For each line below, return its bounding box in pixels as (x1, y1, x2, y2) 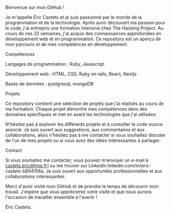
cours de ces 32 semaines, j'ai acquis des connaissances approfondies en (5, 31, 162, 36)
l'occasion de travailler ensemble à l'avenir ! (5, 194, 98, 200)
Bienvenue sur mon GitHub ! (5, 5, 65, 10)
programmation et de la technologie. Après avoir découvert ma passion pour (5, 20, 165, 25)
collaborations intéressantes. (5, 173, 66, 179)
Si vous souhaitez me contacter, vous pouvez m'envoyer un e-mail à (5, 157, 149, 163)
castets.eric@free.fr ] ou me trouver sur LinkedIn (5, 163, 107, 169)
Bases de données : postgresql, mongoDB (5, 81, 94, 87)
